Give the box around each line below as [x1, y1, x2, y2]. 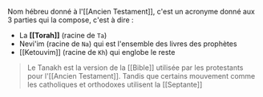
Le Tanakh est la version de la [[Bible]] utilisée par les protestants [26, 63, 244, 72]
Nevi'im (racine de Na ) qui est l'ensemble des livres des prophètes [18, 39, 237, 48]
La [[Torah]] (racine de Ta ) [18, 31, 107, 40]
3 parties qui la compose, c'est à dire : [7, 15, 134, 25]
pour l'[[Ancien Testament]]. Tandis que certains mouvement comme [26, 72, 256, 80]
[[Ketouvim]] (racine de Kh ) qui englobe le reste [18, 48, 176, 56]
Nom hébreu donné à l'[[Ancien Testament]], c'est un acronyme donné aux [7, 7, 256, 16]
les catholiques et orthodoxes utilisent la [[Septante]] [26, 80, 203, 89]
